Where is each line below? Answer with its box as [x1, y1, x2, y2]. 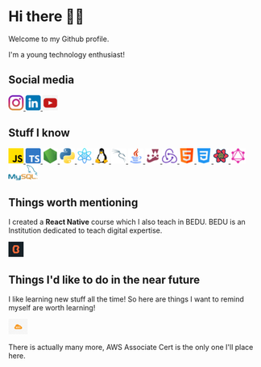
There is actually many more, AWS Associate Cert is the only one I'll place [8, 343, 254, 352]
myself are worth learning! [8, 303, 96, 313]
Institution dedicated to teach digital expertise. [8, 226, 163, 235]
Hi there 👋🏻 [8, 7, 85, 26]
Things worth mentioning [8, 196, 139, 209]
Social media [8, 73, 75, 87]
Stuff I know [8, 126, 70, 140]
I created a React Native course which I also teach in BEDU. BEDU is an [8, 217, 246, 227]
